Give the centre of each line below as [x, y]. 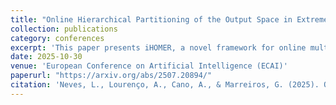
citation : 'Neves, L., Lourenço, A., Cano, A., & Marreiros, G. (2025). [165, 85]
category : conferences [57, 38]
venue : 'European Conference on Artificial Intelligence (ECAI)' [149, 66]
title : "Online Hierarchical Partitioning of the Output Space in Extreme [169, 19]
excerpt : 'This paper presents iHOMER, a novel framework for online [158, 47]
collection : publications [64, 29]
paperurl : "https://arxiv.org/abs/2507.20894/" [111, 76]
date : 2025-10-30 [46, 57]
